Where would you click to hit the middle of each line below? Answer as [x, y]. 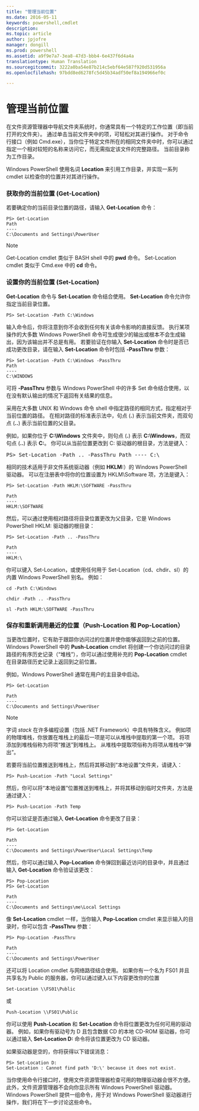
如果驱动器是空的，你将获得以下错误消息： [58, 1051]
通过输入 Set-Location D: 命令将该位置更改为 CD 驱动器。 [82, 1039]
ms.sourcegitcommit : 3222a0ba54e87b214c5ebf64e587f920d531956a [86, 67]
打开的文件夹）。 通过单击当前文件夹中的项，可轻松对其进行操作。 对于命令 [97, 134]
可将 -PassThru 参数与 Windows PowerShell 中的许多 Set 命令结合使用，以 [98, 388]
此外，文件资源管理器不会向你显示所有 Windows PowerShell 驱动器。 [91, 1087]
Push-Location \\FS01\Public [42, 1012]
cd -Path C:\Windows [32, 588]
